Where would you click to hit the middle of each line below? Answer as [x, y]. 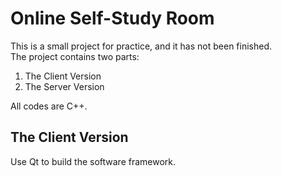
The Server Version [64, 86]
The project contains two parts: [75, 56]
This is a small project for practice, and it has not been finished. [141, 46]
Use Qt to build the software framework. [93, 161]
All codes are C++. [49, 106]
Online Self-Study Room [112, 18]
